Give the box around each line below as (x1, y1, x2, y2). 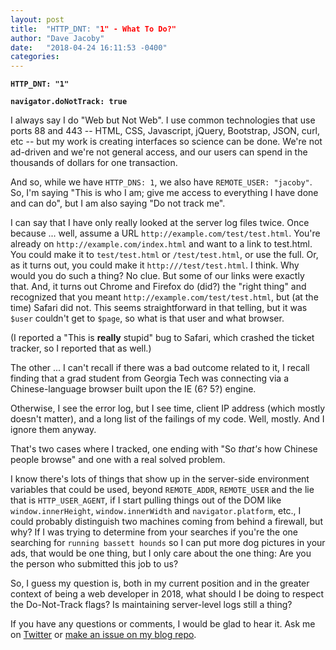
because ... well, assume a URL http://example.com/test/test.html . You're (10, 227, 321, 240)
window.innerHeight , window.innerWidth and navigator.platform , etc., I (10, 505, 302, 517)
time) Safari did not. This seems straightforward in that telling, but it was (10, 302, 308, 314)
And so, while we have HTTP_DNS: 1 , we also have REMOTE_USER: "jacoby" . (10, 176, 313, 188)
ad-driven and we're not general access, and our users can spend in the (10, 146, 308, 158)
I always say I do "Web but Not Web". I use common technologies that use (10, 114, 316, 126)
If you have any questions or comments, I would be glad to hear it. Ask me (10, 618, 316, 630)
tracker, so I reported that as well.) (10, 342, 152, 355)
